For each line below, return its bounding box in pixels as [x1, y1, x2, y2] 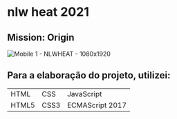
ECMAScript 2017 [66, 100, 127, 110]
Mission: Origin [7, 32, 75, 43]
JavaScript [66, 89, 102, 98]
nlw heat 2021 [7, 4, 90, 20]
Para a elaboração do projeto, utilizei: [7, 69, 171, 81]
